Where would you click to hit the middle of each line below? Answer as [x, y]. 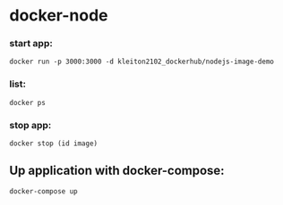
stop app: [30, 125]
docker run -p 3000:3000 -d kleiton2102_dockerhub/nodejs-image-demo [142, 62]
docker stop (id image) [54, 143]
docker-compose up [43, 191]
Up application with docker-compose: [117, 171]
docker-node [59, 16]
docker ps [28, 102]
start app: [31, 44]
